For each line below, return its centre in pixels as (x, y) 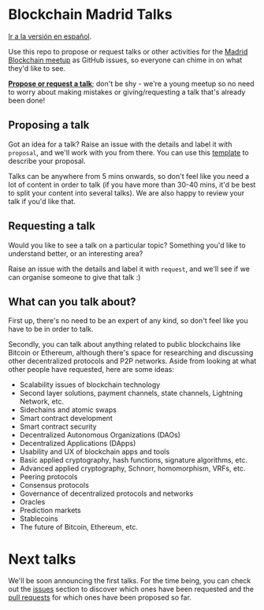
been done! (27, 100)
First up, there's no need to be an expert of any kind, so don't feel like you (128, 321)
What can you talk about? (72, 301)
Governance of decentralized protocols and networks (106, 493)
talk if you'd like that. (42, 201)
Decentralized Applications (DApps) (78, 444)
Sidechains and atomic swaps (68, 410)
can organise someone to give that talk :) (74, 277)
